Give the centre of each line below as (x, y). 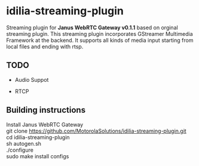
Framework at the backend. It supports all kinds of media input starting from (100, 40)
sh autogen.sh (24, 143)
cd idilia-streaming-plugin (38, 137)
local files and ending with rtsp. (45, 47)
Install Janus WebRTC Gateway (45, 124)
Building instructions (46, 110)
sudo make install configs (38, 156)
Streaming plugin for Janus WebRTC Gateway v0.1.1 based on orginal (92, 27)
